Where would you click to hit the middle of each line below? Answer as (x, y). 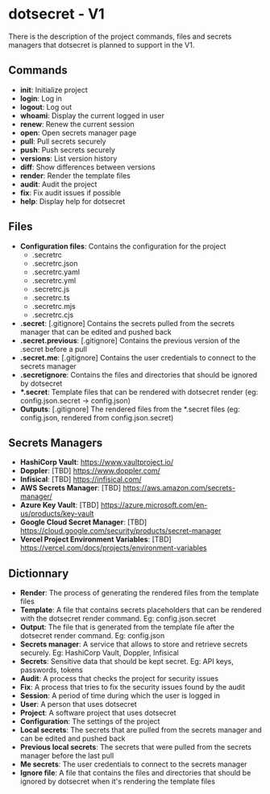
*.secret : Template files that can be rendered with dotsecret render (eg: (139, 391)
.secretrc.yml (54, 280)
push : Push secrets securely (67, 149)
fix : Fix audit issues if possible (70, 192)
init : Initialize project (54, 90)
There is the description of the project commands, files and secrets (120, 36)
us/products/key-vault (57, 514)
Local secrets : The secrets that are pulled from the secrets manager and (141, 730)
